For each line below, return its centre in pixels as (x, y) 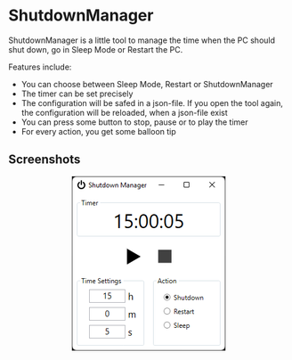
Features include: (40, 67)
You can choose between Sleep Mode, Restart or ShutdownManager (147, 84)
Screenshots (45, 160)
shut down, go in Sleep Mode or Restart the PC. (96, 49)
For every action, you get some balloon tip (99, 131)
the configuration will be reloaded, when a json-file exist (124, 112)
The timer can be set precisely (77, 94)
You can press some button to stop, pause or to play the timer (134, 122)
